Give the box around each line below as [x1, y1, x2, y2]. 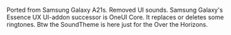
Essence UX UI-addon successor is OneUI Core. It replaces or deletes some [6, 13, 224, 21]
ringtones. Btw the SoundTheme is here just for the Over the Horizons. [6, 21, 208, 28]
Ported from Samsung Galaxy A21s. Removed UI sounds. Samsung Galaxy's [6, 6, 223, 14]
